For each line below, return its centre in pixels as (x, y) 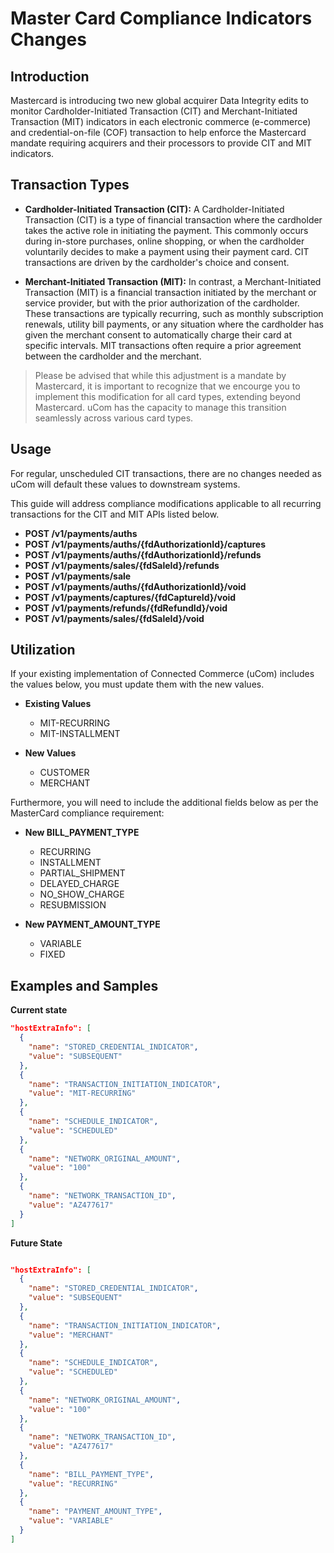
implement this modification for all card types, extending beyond (168, 396)
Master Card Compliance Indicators (161, 18)
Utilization (43, 650)
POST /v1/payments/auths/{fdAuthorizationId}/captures (145, 544)
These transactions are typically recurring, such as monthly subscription (174, 313)
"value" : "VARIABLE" (71, 1521)
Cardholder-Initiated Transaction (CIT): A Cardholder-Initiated (154, 209)
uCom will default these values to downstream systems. (125, 484)
